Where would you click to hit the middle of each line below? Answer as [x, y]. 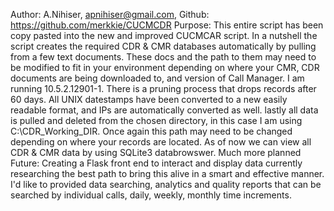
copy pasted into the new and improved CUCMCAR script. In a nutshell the [164, 35]
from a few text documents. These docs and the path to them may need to [163, 57]
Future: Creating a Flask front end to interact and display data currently [156, 163]
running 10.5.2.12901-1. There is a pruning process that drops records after [163, 88]
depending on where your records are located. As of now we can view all [161, 142]
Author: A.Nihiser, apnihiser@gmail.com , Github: [110, 14]
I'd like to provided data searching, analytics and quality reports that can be [166, 184]
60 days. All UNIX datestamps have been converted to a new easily [149, 99]
